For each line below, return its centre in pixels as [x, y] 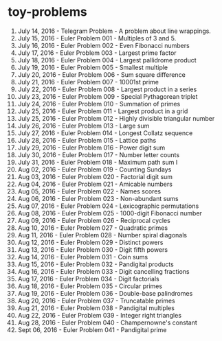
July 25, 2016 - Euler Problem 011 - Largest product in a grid [103, 111]
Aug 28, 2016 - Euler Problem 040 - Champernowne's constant [108, 322]
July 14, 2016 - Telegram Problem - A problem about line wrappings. [114, 31]
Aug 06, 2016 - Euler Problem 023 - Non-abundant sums [98, 198]
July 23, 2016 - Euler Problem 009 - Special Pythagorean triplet [108, 96]
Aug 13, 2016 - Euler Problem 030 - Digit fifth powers [92, 249]
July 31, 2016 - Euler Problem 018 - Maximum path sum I [98, 162]
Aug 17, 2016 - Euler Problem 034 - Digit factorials [89, 279]
